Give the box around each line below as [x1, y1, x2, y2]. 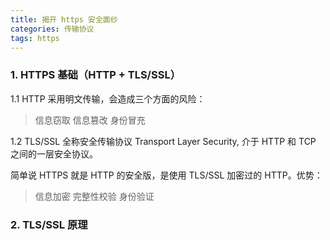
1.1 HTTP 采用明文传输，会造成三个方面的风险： [10, 92, 206, 105]
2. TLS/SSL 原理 [10, 217, 88, 231]
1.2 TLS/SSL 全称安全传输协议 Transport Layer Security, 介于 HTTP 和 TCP [10, 135, 317, 147]
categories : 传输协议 [10, 24, 95, 34]
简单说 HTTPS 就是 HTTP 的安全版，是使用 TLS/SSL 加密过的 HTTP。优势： [10, 169, 323, 181]
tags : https [10, 33, 60, 43]
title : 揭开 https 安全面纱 [10, 14, 118, 25]
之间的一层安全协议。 [10, 147, 98, 160]
